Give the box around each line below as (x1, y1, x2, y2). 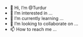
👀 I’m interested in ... (10, 10, 53, 16)
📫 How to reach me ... (10, 26, 57, 32)
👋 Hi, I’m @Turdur (10, 5, 47, 10)
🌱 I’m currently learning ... (10, 15, 64, 21)
